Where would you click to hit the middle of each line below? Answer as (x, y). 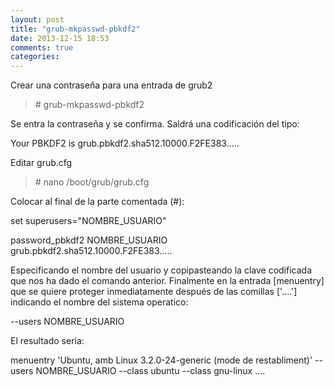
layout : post (37, 19)
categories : (35, 57)
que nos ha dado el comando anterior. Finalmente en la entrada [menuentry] (167, 281)
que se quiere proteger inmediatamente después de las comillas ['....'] (154, 292)
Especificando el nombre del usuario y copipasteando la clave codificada (161, 270)
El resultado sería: (47, 341)
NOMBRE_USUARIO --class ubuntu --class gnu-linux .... (150, 371)
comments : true (42, 47)
